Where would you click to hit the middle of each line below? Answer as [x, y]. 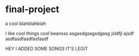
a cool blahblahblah [26, 23]
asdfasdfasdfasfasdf [27, 39]
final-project [32, 9]
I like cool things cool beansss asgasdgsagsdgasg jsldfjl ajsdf [70, 33]
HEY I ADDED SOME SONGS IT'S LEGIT [47, 48]
